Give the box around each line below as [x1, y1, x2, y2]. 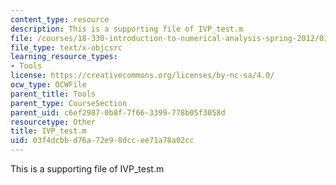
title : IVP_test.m [10, 126, 87, 136]
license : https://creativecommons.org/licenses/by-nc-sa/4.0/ [10, 71, 275, 81]
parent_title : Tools [10, 89, 97, 99]
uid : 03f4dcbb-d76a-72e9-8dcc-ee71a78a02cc [10, 136, 195, 146]
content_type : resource [10, 14, 110, 25]
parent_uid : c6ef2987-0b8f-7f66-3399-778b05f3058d [10, 107, 226, 118]
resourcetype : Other [10, 117, 97, 127]
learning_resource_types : [10, 52, 118, 62]
